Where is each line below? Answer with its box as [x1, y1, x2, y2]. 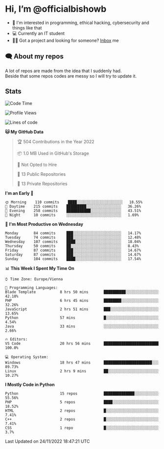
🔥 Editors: [5, 337, 28, 342]
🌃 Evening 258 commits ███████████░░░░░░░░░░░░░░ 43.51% [5, 208, 141, 213]
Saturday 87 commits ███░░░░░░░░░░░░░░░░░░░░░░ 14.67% [5, 252, 141, 257]
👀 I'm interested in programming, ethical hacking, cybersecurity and [12, 20, 149, 26]
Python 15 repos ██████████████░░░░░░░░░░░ [5, 391, 159, 396]
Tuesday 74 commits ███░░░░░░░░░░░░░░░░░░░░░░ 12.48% [5, 235, 141, 240]
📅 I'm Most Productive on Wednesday [5, 221, 83, 227]
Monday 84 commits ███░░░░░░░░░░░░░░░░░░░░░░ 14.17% [5, 231, 141, 236]
